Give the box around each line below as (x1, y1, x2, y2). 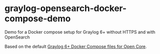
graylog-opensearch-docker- (4, 3, 127, 14)
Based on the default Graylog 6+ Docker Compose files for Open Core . (4, 43, 147, 49)
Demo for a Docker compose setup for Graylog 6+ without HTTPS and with (4, 29, 156, 35)
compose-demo (4, 13, 71, 24)
